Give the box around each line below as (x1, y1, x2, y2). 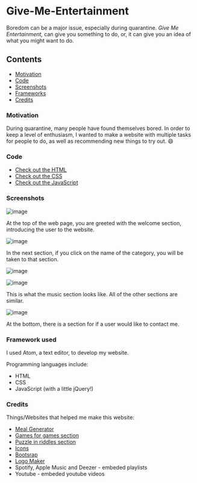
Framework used (6, 335, 57, 344)
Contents (6, 54, 42, 64)
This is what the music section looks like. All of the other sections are (6, 290, 178, 298)
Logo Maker (14, 458, 45, 465)
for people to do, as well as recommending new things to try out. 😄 (6, 137, 174, 145)
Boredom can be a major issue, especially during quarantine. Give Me (6, 24, 179, 31)
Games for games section (14, 432, 80, 439)
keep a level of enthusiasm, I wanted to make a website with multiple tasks (6, 131, 192, 139)
